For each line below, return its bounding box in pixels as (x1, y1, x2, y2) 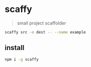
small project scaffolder (17, 20, 66, 26)
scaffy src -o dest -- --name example (5, 29, 86, 34)
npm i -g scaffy (5, 56, 39, 62)
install (5, 43, 25, 52)
